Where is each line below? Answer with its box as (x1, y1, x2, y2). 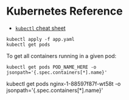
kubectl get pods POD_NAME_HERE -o (6, 64, 97, 70)
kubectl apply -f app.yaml (6, 36, 75, 42)
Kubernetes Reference (6, 4, 123, 18)
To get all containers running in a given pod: (6, 52, 117, 59)
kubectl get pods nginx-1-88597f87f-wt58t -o (6, 80, 121, 87)
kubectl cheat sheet (15, 24, 66, 32)
